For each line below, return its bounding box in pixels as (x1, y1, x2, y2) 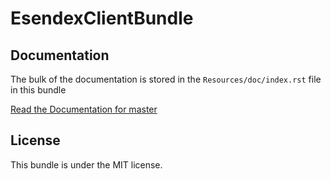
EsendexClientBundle (10, 7, 194, 30)
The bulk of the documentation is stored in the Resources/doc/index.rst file (10, 73, 322, 85)
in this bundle (10, 84, 67, 96)
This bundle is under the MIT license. (10, 158, 163, 171)
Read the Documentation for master (10, 103, 158, 115)
